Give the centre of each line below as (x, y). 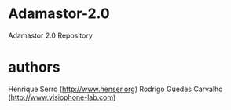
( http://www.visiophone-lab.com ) (62, 97)
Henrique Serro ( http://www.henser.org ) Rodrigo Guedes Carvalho (115, 89)
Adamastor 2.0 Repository (50, 35)
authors (34, 67)
